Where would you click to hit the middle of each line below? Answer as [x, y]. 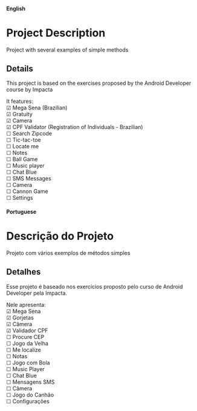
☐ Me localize [24, 350]
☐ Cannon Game [27, 191]
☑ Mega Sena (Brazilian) [37, 108]
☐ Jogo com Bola [28, 363]
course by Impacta [30, 90]
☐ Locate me [23, 146]
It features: [20, 101]
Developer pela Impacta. [37, 293]
